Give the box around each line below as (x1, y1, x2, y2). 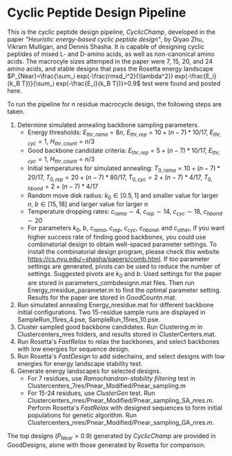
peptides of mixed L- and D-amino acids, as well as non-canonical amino (7, 50, 215, 58)
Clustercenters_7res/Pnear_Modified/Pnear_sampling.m (27, 381, 186, 390)
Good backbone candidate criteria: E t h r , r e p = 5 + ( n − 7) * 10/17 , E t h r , (27, 146, 221, 156)
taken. (7, 107, 26, 116)
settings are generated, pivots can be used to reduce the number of (27, 262, 221, 271)
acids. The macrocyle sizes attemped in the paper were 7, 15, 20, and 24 (7, 57, 213, 65)
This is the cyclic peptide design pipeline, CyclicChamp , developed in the (7, 28, 216, 36)
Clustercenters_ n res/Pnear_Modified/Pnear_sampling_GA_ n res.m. (27, 418, 215, 426)
